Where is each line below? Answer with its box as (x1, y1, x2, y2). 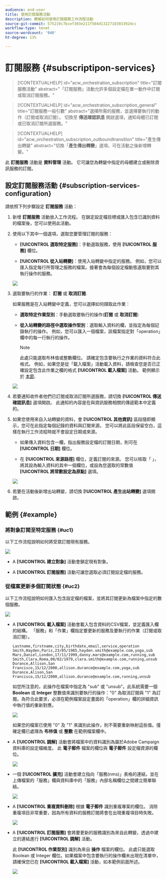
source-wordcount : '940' (5, 30, 57, 35)
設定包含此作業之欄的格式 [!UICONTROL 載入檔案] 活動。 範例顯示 (24, 367, 160, 373)
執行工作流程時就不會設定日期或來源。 (21, 429, 100, 435)
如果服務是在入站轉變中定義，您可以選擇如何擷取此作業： (12, 301, 130, 307)
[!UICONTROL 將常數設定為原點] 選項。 (19, 468, 101, 474)
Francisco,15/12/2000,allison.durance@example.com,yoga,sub (12, 665, 140, 670)
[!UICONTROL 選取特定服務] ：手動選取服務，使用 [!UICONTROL (19, 241, 152, 247)
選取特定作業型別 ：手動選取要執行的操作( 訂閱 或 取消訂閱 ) (19, 311, 139, 317)
